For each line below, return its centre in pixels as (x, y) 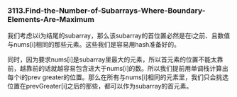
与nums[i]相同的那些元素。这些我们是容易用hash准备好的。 (94, 45)
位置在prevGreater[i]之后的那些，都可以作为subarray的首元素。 (100, 86)
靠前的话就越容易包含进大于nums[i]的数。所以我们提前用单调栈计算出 (127, 69)
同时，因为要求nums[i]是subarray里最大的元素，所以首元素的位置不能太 (112, 59)
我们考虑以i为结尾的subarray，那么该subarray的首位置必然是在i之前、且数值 (119, 36)
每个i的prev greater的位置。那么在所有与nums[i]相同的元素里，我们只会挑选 (118, 77)
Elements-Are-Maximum (51, 19)
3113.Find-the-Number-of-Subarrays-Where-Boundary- (106, 11)
